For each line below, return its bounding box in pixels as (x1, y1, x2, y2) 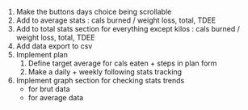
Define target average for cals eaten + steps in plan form (27, 58, 217, 68)
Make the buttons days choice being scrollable (15, 7, 172, 16)
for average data (27, 93, 84, 102)
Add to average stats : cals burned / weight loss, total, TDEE (15, 15, 216, 25)
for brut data (27, 84, 70, 94)
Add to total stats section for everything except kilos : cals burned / (15, 24, 241, 33)
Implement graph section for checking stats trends (15, 76, 185, 85)
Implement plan (15, 50, 69, 59)
